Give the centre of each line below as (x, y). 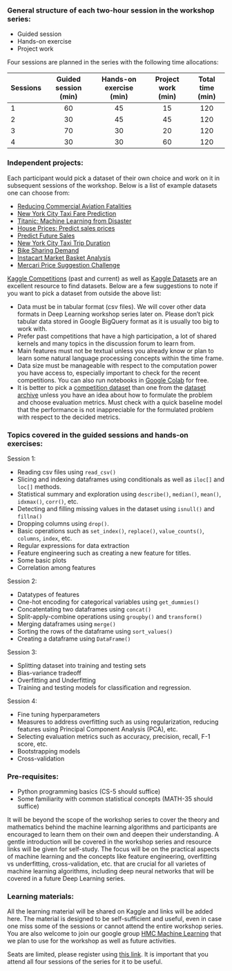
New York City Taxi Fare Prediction (67, 213)
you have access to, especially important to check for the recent (109, 373)
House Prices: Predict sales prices (66, 228)
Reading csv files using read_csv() (66, 472)
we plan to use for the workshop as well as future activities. (92, 941)
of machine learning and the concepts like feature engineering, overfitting (112, 857)
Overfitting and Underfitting (57, 680)
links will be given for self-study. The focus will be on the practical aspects (113, 849)
